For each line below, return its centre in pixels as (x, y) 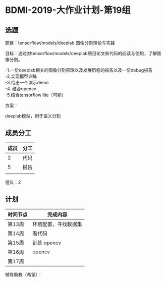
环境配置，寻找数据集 (57, 224)
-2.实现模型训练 (21, 76)
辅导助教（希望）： (24, 274)
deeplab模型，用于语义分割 (33, 116)
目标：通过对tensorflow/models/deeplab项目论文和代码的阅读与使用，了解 (81, 53)
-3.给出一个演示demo (27, 83)
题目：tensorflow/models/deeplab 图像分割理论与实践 (60, 43)
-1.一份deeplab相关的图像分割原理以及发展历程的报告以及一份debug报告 (79, 70)
